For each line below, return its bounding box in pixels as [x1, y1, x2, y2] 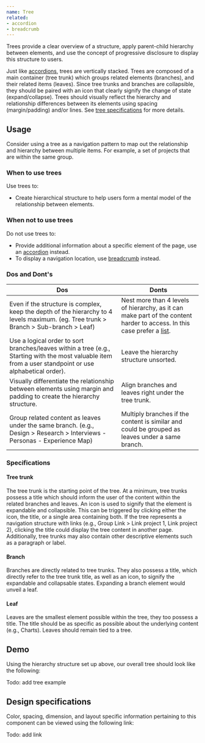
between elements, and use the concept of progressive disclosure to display [6, 49, 199, 57]
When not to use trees [6, 216, 73, 225]
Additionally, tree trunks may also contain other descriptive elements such [6, 532, 193, 540]
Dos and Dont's [6, 270, 53, 278]
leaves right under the [121, 388, 184, 397]
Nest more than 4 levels [121, 295, 189, 304]
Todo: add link [6, 731, 42, 739]
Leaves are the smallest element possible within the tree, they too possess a [6, 614, 198, 621]
